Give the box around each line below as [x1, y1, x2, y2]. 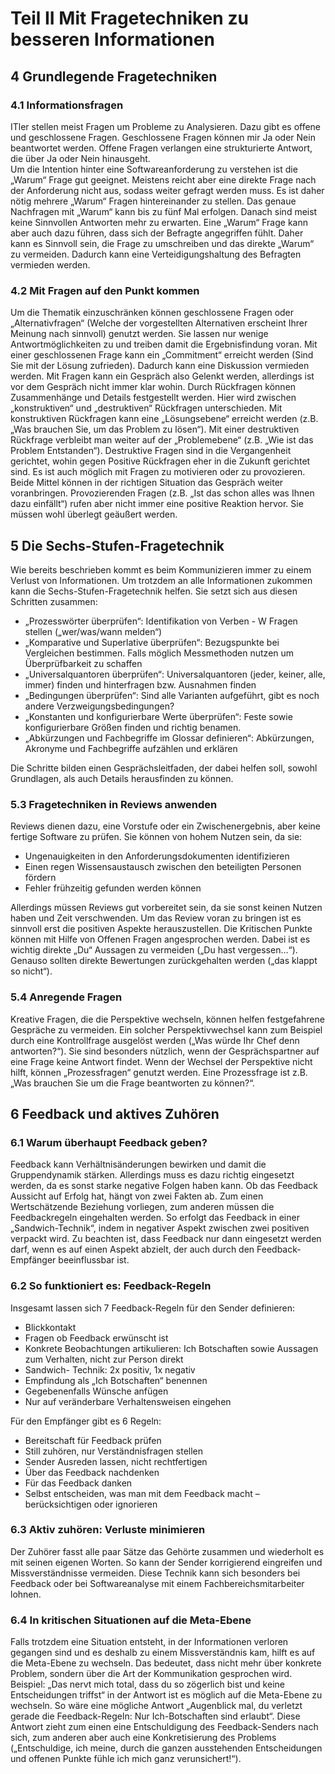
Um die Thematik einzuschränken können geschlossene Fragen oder [10, 307, 295, 319]
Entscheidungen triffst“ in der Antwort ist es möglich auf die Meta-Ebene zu [10, 1689, 323, 1701]
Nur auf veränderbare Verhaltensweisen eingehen [24, 1395, 232, 1407]
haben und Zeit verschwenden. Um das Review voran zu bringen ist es [10, 912, 302, 924]
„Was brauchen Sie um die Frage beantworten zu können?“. [10, 1077, 256, 1089]
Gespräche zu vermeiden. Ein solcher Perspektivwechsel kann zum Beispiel [10, 1023, 323, 1036]
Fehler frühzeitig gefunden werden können [24, 882, 202, 894]
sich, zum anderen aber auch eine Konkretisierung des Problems [10, 1732, 277, 1744]
